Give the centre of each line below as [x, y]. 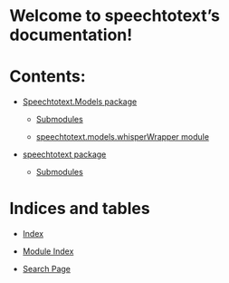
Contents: [48, 77]
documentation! [71, 35]
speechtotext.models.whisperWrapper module [123, 137]
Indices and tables [80, 209]
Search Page [46, 269]
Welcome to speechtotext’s [114, 16]
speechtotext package [64, 154]
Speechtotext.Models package [80, 102]
